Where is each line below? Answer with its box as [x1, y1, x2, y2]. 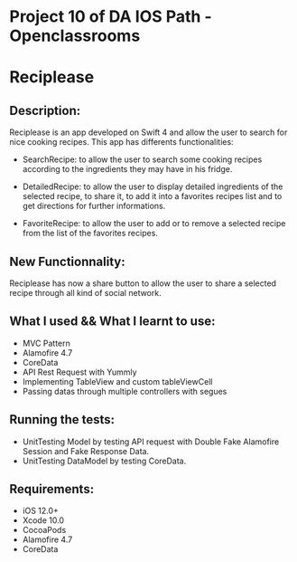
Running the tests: [9, 412, 116, 427]
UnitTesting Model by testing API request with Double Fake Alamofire [22, 436, 280, 447]
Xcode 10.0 [22, 515, 65, 526]
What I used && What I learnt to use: [9, 314, 216, 329]
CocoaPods [22, 525, 67, 536]
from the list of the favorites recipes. [22, 228, 158, 239]
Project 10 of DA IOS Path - [9, 6, 212, 27]
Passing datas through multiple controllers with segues [22, 386, 227, 396]
